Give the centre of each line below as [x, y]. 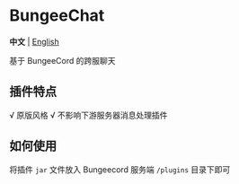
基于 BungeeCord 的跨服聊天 [62, 60]
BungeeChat [57, 16]
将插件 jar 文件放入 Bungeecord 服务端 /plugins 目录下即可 [120, 169]
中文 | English [35, 41]
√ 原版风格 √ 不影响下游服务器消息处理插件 [89, 115]
